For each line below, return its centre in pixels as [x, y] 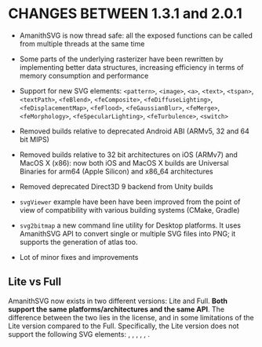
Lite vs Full [35, 282]
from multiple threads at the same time [82, 43]
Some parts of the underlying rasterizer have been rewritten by [121, 59]
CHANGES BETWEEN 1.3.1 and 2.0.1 [126, 14]
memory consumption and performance [84, 75]
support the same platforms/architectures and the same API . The [116, 309]
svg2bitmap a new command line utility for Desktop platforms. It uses [130, 225]
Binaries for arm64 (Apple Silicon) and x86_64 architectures [116, 171]
